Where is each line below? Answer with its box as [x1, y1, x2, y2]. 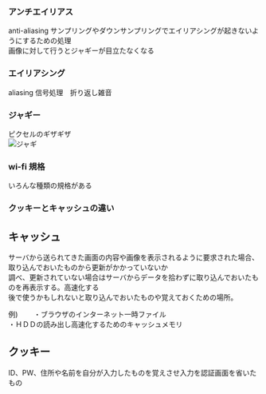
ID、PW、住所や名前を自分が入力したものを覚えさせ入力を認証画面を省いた [8, 368, 257, 377]
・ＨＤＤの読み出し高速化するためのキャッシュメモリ [8, 319, 183, 328]
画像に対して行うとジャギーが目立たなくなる [8, 46, 155, 56]
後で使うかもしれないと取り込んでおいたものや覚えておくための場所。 [8, 293, 238, 302]
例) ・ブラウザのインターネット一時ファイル [8, 309, 167, 319]
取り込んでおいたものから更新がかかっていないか [8, 262, 169, 272]
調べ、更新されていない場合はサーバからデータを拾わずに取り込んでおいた [8, 273, 252, 282]
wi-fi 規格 [8, 161, 45, 172]
